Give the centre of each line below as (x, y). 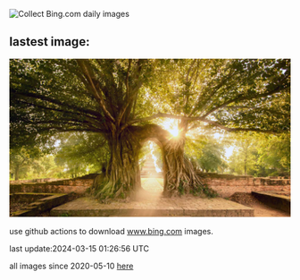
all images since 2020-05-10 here (71, 266)
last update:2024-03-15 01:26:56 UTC (79, 249)
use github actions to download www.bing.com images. (112, 232)
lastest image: (50, 42)
